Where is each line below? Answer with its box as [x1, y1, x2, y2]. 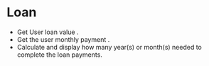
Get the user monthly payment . [16, 35, 110, 43]
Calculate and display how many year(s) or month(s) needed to [16, 43, 202, 51]
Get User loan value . [16, 28, 79, 36]
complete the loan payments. [16, 50, 102, 59]
